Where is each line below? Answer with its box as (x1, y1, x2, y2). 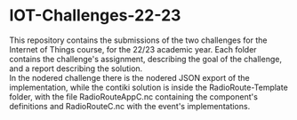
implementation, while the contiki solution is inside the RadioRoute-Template (9, 82, 289, 92)
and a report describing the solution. (9, 63, 143, 74)
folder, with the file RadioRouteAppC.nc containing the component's (9, 91, 258, 102)
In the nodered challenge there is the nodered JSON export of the (9, 72, 251, 83)
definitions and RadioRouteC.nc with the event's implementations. (9, 100, 251, 111)
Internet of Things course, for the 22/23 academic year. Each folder (9, 44, 257, 54)
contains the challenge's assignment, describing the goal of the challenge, (9, 53, 283, 64)
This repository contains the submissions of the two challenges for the (9, 35, 268, 45)
